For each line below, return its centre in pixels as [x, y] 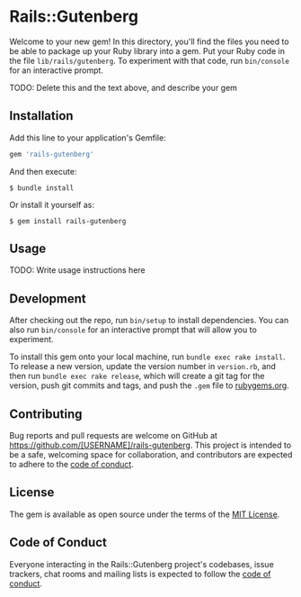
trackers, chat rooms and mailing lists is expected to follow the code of [140, 574]
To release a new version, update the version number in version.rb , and [143, 366]
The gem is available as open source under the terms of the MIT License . [145, 514]
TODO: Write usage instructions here [77, 270]
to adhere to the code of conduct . [72, 465]
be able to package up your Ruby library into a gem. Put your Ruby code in [147, 50]
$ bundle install [42, 188]
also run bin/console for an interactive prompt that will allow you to [133, 330]
